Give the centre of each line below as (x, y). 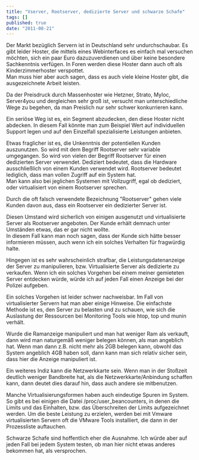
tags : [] (17, 17)
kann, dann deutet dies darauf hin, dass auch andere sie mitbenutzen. (92, 383)
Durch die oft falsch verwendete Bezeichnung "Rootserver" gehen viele (94, 199)
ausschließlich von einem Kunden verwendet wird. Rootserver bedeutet (94, 169)
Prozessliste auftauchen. (36, 427)
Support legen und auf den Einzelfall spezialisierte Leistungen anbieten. (94, 132)
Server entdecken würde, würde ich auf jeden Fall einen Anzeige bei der (95, 279)
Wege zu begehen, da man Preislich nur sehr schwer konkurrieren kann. (95, 107)
